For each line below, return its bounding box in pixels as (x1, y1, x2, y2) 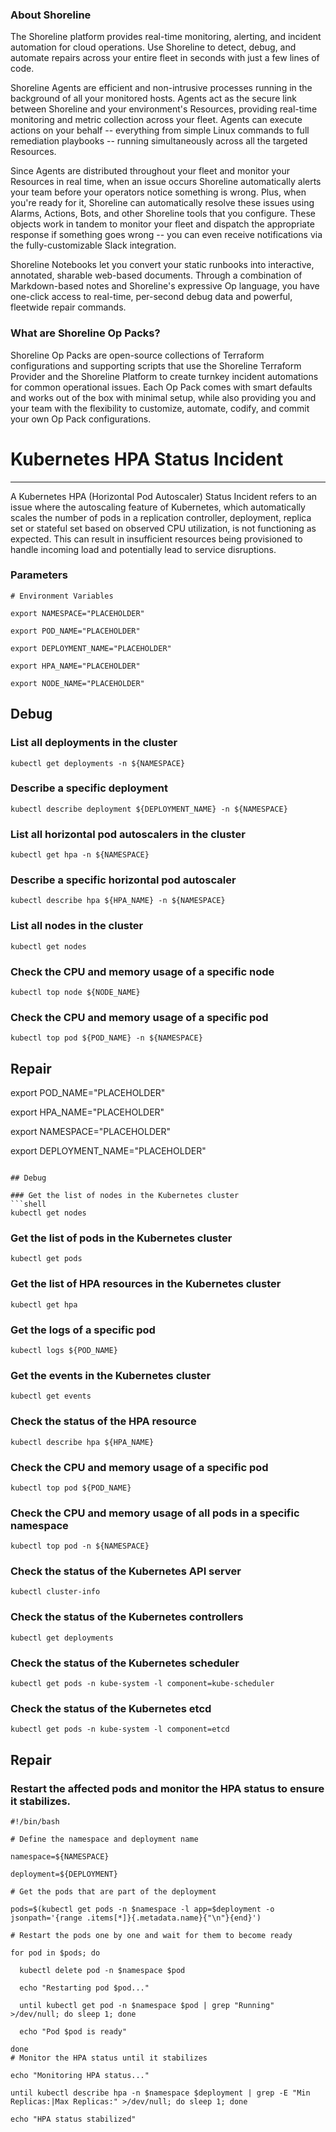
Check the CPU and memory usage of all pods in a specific (10, 1506, 300, 1520)
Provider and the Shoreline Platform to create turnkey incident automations (10, 370, 319, 382)
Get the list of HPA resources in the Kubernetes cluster (10, 1277, 282, 1291)
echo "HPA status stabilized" (10, 2114, 137, 2125)
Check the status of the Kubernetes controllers (10, 1610, 244, 1624)
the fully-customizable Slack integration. (10, 239, 177, 252)
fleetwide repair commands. (10, 301, 127, 313)
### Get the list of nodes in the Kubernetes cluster (10, 1191, 240, 1201)
